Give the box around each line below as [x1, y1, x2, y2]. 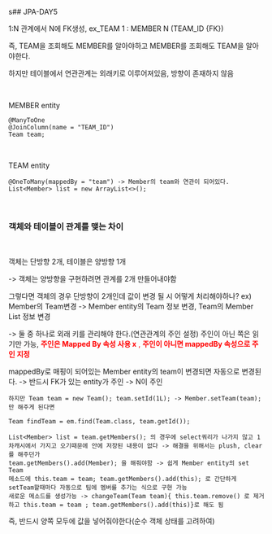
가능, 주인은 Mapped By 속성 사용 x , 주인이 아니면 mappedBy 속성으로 [23, 339, 251, 349]
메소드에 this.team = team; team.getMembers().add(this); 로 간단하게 [8, 475, 237, 484]
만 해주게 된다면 [8, 403, 55, 412]
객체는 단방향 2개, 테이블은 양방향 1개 [8, 256, 127, 267]
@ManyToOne [8, 116, 45, 125]
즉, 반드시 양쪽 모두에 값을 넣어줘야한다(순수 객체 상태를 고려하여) [8, 516, 215, 526]
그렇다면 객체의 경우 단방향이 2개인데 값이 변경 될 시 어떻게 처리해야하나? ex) [8, 291, 252, 301]
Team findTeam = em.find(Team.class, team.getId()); [8, 418, 191, 426]
